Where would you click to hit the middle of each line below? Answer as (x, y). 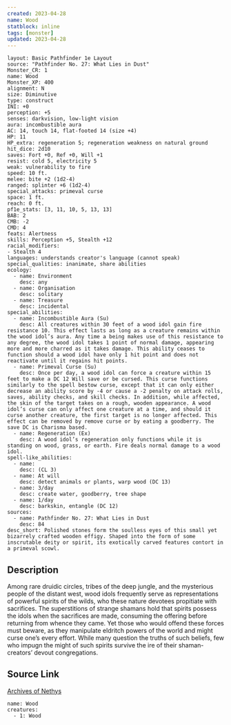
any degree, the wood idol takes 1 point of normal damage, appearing (111, 343)
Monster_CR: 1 (28, 71)
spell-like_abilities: (40, 458)
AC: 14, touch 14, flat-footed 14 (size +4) (72, 131)
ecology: (20, 270)
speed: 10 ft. (28, 174)
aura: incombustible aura (44, 125)
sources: (20, 513)
